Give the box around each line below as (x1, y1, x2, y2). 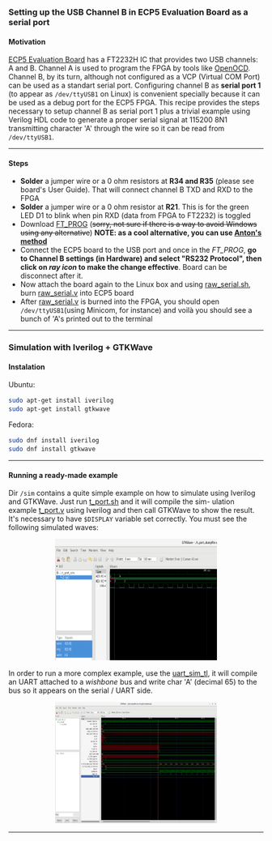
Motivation (8, 36, 46, 46)
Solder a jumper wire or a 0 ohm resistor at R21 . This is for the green (19, 202, 249, 212)
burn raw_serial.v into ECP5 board (19, 288, 134, 298)
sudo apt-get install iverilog (8, 396, 114, 405)
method (19, 237, 48, 246)
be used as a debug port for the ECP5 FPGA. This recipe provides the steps (8, 98, 261, 108)
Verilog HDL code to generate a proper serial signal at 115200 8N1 (8, 115, 228, 125)
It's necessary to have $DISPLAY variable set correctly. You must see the (8, 514, 248, 524)
